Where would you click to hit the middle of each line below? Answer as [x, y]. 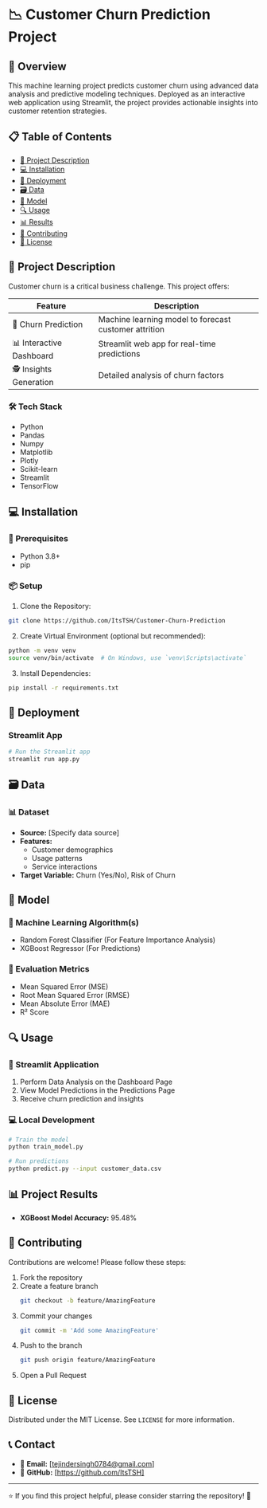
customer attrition [132, 329]
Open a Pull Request [53, 1376]
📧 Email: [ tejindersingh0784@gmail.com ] [87, 1463]
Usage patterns [57, 858]
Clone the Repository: [55, 606]
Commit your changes [56, 1316]
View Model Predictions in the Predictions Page [97, 1090]
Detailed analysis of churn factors [161, 375]
